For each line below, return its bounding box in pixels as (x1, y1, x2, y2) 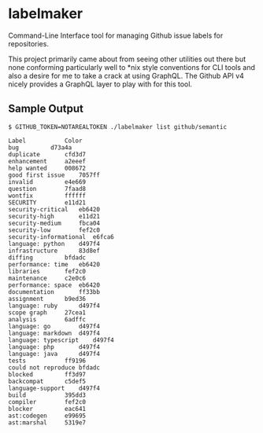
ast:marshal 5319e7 (8, 418, 87, 427)
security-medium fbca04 (8, 219, 101, 227)
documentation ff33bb (8, 288, 101, 295)
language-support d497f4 (8, 384, 101, 392)
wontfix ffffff (8, 192, 87, 200)
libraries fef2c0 (8, 267, 87, 275)
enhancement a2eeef (8, 157, 87, 165)
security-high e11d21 (8, 212, 101, 220)
